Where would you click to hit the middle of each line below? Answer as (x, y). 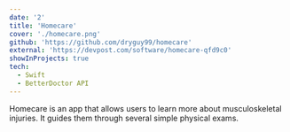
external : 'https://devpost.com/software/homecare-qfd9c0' (121, 50)
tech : (19, 67)
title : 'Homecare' (43, 26)
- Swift (31, 75)
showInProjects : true (49, 58)
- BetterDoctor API (53, 83)
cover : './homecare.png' (55, 34)
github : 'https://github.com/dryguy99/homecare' (101, 42)
